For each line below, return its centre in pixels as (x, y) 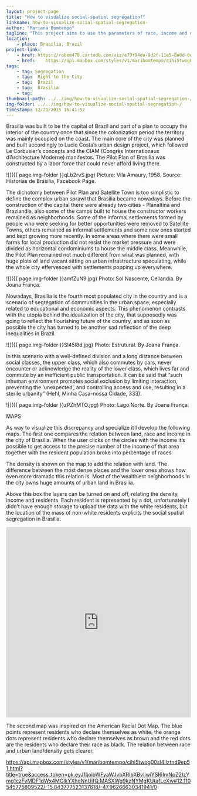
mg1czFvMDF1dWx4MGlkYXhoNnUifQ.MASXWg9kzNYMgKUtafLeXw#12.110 (98, 781)
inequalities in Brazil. (31, 334)
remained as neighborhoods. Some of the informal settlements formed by (95, 217)
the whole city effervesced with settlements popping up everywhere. (89, 267)
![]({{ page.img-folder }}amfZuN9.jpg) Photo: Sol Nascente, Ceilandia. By (94, 278)
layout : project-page (33, 11)
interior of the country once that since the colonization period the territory (95, 132)
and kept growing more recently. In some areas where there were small (92, 236)
